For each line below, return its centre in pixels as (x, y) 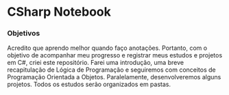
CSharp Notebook (59, 12)
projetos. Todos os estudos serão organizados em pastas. (89, 84)
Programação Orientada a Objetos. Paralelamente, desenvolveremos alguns (114, 77)
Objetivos (24, 33)
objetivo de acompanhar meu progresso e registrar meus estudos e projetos (115, 55)
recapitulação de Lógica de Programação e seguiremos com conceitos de (111, 70)
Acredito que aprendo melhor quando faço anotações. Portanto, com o (107, 48)
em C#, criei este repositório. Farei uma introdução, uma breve (95, 63)
